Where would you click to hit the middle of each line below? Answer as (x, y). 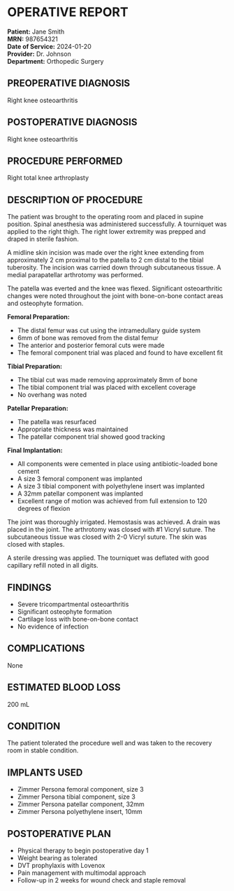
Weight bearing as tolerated (57, 858)
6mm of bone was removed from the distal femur (88, 338)
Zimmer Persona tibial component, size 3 (76, 797)
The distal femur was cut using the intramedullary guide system (109, 330)
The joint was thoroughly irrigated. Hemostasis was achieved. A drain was (114, 522)
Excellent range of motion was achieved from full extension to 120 (112, 501)
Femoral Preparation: (38, 317)
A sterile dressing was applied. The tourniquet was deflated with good (108, 558)
